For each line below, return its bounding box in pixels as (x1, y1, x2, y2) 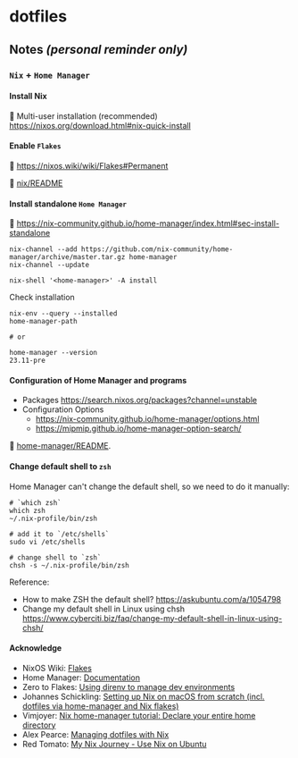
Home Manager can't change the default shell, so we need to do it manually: (9, 481, 290, 492)
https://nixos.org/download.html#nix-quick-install (9, 120, 192, 131)
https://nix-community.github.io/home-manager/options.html (35, 414, 261, 425)
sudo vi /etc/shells (9, 537, 87, 546)
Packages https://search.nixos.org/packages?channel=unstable (21, 395, 257, 406)
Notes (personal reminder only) (9, 42, 188, 57)
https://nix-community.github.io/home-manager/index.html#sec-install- (16, 218, 279, 229)
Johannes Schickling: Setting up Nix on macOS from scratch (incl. (21, 691, 265, 702)
